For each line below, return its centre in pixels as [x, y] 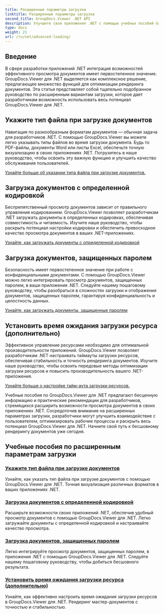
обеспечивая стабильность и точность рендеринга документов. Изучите [81, 360]
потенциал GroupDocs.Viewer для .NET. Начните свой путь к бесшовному [82, 426]
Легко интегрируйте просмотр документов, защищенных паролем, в [77, 551]
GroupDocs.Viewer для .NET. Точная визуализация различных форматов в [82, 484]
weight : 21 [16, 32]
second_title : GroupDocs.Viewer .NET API [48, 19]
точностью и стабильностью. [36, 607]
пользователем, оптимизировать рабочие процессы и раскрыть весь [78, 421]
